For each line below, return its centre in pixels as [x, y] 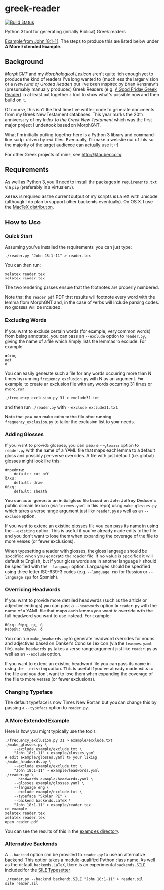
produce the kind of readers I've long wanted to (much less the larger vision [82, 79]
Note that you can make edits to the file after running [58, 417]
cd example [16, 809]
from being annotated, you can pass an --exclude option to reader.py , [76, 336]
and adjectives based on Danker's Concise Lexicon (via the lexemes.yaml [79, 643]
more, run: [15, 389]
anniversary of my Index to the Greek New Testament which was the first [79, 120]
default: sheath [31, 491]
